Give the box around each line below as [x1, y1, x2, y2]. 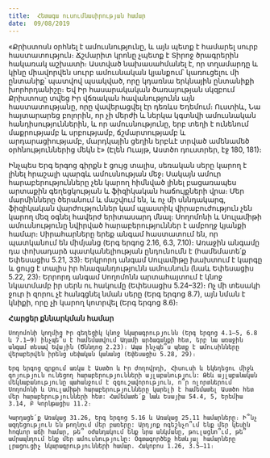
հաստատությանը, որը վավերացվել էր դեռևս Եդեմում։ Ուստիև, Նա [8, 102, 261, 111]
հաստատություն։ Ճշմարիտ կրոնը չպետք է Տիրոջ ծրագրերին [8, 50, 239, 60]
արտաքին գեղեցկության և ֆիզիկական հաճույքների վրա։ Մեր [8, 186, 244, 195]
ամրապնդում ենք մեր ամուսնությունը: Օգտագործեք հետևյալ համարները [8, 435, 236, 443]
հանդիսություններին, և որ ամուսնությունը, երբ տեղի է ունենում [8, 119, 249, 128]
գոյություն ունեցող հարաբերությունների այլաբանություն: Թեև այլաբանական [8, 371, 258, 380]
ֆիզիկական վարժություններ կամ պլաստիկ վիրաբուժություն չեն [8, 203, 252, 212]
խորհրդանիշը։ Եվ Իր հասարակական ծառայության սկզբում [8, 84, 235, 94]
